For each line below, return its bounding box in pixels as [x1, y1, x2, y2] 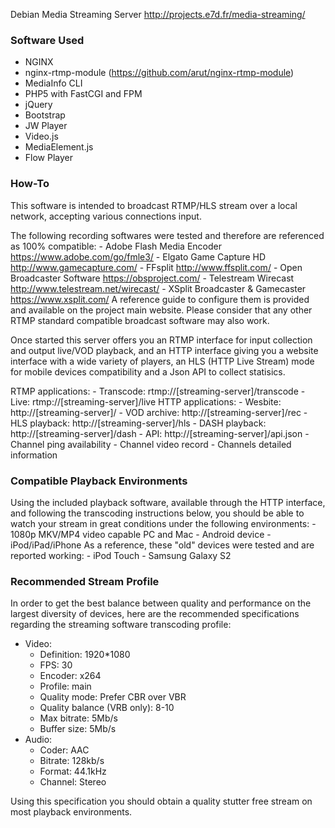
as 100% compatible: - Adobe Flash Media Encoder [10, 240, 222, 252]
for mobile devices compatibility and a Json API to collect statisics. [10, 365, 286, 378]
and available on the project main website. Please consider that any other [10, 304, 313, 316]
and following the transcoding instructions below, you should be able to [10, 507, 305, 519]
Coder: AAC [39, 744, 90, 756]
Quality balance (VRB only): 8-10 [39, 702, 175, 714]
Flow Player [24, 152, 74, 164]
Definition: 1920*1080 [39, 649, 131, 661]
